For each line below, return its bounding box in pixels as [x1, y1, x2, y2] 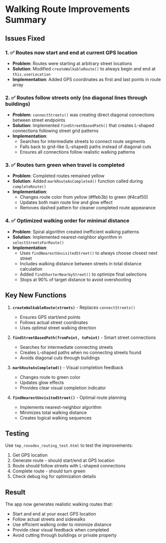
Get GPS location [12, 452, 48, 458]
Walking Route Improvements [5, 4, 130, 15]
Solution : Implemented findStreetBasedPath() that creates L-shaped [12, 123, 155, 129]
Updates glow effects [19, 379, 64, 385]
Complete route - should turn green [12, 468, 86, 474]
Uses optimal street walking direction [19, 324, 96, 331]
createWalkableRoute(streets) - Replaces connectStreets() [12, 304, 136, 310]
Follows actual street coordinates [19, 319, 88, 325]
